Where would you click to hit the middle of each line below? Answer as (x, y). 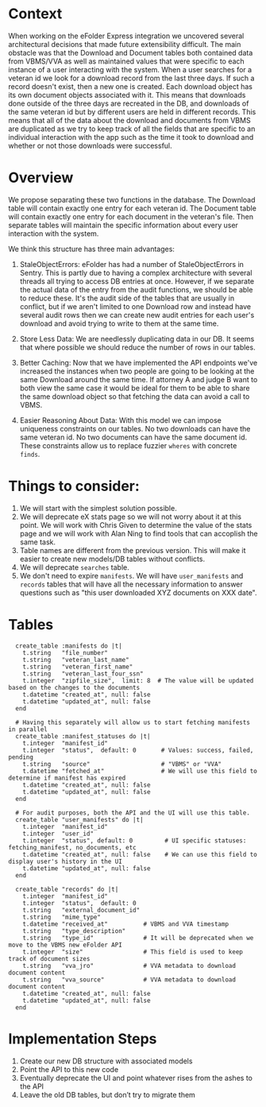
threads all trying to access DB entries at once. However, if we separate (137, 281)
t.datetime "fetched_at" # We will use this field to (140, 771)
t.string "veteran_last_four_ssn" (83, 673)
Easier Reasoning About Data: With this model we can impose (121, 420)
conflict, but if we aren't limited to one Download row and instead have (135, 306)
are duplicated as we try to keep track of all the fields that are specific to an (132, 129)
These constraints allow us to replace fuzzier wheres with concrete (128, 445)
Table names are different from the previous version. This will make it (133, 550)
